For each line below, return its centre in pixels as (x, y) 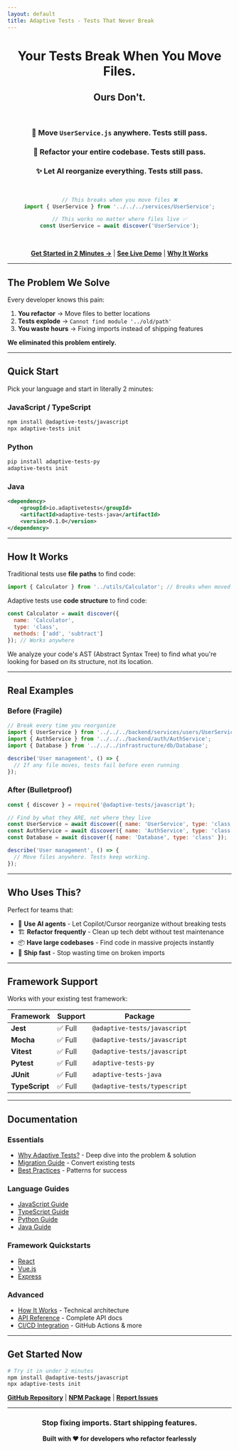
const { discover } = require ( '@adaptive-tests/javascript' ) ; (101, 805)
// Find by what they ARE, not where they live (79, 817)
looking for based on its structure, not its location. (80, 661)
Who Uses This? (44, 893)
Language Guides (38, 1188)
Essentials (26, 1140)
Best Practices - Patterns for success (72, 1170)
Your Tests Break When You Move (119, 56)
